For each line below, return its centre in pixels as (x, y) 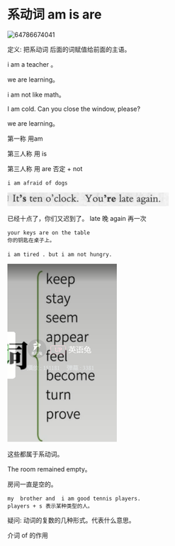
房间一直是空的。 (32, 484)
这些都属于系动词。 (35, 454)
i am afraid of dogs (38, 183)
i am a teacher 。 (32, 64)
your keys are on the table (49, 233)
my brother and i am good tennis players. (74, 498)
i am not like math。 (36, 94)
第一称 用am (26, 138)
